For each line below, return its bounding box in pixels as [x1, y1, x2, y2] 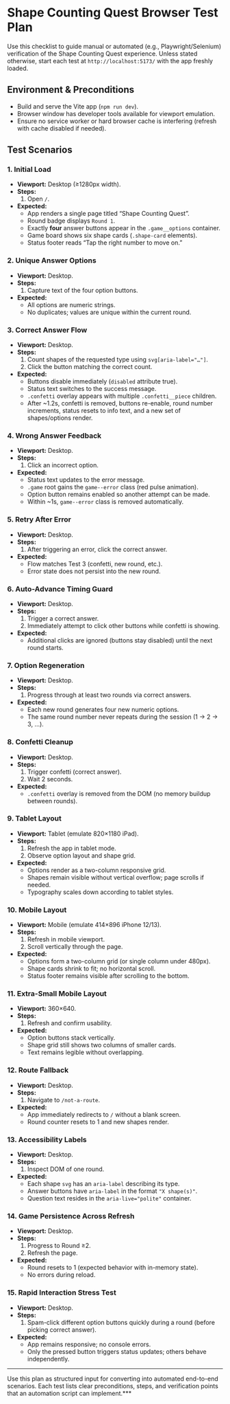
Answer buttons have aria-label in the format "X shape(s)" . [27, 1187, 198, 1195]
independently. [27, 1355, 70, 1363]
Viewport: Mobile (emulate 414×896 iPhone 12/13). [16, 921, 162, 929]
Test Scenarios [7, 144, 73, 156]
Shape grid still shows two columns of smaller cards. [27, 1041, 177, 1049]
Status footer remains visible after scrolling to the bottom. [27, 972, 190, 980]
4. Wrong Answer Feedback [7, 431, 101, 441]
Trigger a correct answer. [27, 614, 99, 623]
